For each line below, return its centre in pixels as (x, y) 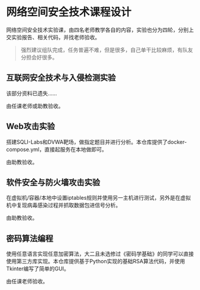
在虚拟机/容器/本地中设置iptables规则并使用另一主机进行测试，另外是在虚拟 (99, 198)
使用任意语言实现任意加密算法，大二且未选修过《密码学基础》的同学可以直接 (100, 254)
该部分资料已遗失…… (32, 93)
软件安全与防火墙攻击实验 (53, 182)
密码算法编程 (30, 238)
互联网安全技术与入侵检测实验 (61, 78)
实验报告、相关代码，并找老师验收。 (55, 37)
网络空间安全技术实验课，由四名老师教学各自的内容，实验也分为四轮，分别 (97, 30)
